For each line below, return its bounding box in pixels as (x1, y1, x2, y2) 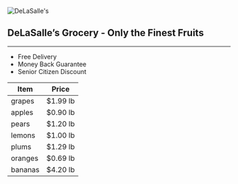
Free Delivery (17, 52, 57, 61)
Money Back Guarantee (17, 60, 87, 68)
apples (11, 107, 34, 117)
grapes (11, 96, 35, 106)
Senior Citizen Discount (17, 67, 87, 75)
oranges (11, 153, 39, 163)
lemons (11, 130, 35, 140)
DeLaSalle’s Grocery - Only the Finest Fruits (7, 27, 204, 39)
